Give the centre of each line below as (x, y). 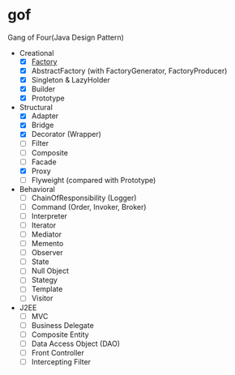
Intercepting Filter (61, 361)
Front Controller (58, 352)
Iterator (44, 225)
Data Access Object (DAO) (76, 343)
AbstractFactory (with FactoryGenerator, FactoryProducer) (129, 71)
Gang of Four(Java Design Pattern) (66, 37)
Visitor (42, 298)
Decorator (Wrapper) (66, 134)
